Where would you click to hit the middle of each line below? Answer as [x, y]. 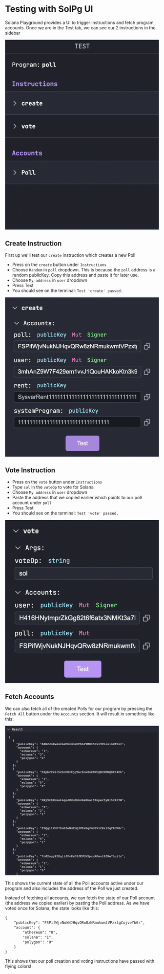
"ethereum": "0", [40, 932]
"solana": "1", [38, 937]
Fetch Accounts [30, 697]
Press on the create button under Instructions [59, 265]
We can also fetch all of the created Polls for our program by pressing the [79, 708]
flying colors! [18, 966]
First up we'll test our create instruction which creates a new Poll [70, 255]
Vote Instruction [30, 470]
